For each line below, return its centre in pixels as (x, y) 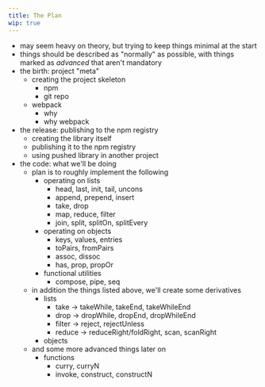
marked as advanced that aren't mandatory (91, 62)
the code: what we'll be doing (68, 163)
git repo (56, 96)
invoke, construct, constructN (104, 374)
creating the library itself (72, 138)
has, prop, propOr (84, 264)
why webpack (66, 121)
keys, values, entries (89, 239)
